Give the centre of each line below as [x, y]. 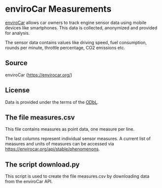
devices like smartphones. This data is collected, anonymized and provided [81, 27]
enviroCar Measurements [58, 9]
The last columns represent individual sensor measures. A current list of [78, 139]
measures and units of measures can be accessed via [60, 144]
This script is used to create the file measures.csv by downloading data [77, 176]
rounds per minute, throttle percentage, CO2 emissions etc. [65, 47]
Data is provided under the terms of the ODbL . [52, 102]
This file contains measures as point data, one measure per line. [70, 129]
